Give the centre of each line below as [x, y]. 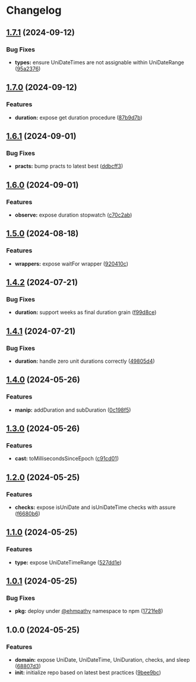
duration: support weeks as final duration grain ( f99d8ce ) [86, 312]
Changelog [34, 10]
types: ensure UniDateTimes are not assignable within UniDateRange [99, 62]
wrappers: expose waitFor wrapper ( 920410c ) [72, 264]
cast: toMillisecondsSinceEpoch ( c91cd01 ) [67, 459]
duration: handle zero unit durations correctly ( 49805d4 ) [85, 361]
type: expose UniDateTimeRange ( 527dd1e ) [68, 562]
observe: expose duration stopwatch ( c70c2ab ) [73, 215]
